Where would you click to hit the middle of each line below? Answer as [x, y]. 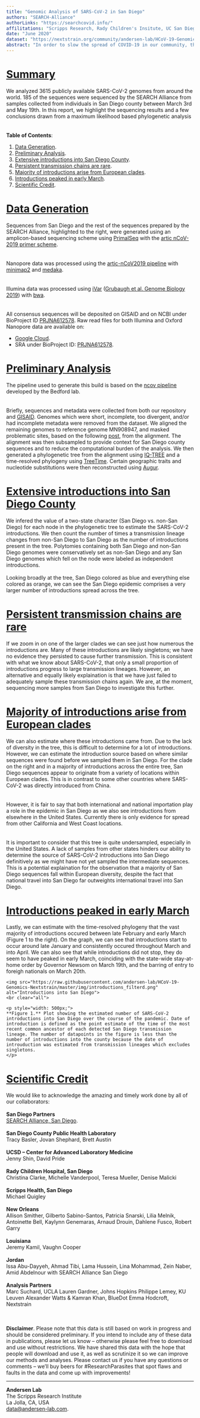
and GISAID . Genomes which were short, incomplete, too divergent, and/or [98, 416]
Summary [31, 74]
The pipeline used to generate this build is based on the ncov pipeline [91, 385]
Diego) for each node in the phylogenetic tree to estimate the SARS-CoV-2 [97, 527]
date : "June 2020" [29, 34]
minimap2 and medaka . [35, 269]
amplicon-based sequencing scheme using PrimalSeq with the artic [89, 238]
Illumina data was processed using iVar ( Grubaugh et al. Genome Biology [96, 288]
